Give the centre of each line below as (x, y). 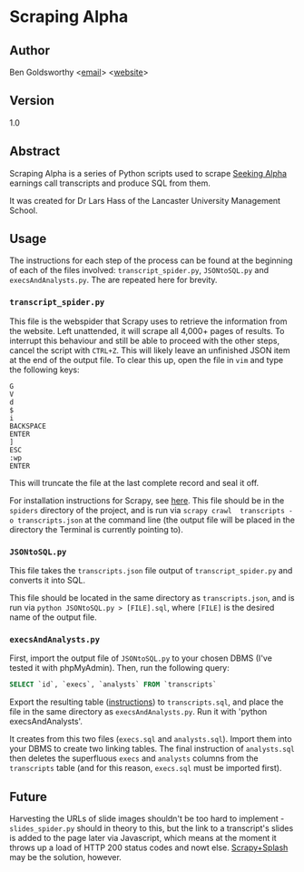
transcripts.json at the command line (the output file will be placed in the (156, 520)
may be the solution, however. (66, 857)
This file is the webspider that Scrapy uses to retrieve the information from (148, 321)
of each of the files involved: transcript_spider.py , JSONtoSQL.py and (139, 270)
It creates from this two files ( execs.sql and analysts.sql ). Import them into (151, 739)
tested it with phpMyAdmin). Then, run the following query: (119, 668)
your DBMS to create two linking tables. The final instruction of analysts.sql (152, 749)
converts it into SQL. (48, 581)
